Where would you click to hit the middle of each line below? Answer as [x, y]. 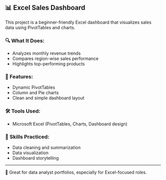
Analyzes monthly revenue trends [46, 54]
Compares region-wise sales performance [55, 59]
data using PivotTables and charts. [40, 27]
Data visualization [30, 153]
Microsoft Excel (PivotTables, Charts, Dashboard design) [70, 124]
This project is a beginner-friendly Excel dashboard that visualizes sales [78, 22]
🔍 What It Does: [25, 41]
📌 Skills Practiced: [27, 136]
